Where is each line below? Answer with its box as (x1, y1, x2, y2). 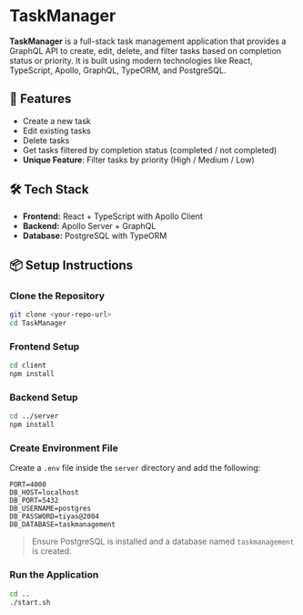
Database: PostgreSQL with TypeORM (22, 230, 167, 241)
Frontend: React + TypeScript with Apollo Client (22, 211, 203, 222)
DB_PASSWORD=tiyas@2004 (9, 512, 100, 521)
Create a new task (22, 115, 91, 126)
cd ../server (9, 412, 59, 421)
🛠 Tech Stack (9, 182, 89, 197)
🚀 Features (9, 91, 72, 107)
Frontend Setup (9, 339, 80, 352)
